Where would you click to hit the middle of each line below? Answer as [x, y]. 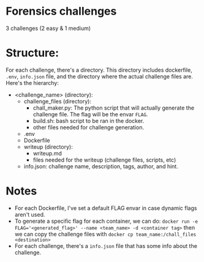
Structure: [32, 53]
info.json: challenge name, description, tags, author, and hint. [101, 166]
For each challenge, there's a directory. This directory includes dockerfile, [99, 70]
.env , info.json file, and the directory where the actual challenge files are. [100, 76]
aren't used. [30, 214]
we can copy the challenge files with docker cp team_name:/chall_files [105, 234]
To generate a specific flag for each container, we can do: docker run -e [106, 221]
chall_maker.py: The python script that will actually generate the [113, 108]
